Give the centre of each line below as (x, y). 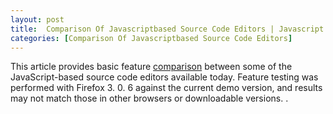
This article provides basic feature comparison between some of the (151, 67)
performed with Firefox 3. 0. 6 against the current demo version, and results (166, 88)
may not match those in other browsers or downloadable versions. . (149, 98)
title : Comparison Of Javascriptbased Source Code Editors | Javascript (167, 29)
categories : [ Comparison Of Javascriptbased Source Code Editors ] (151, 38)
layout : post (37, 19)
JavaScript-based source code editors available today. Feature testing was (164, 77)
